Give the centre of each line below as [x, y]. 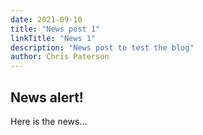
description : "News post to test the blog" [102, 47]
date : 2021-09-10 [46, 19]
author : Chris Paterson [60, 57]
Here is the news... [49, 121]
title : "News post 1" [55, 29]
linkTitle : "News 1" [53, 38]
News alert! [47, 97]
